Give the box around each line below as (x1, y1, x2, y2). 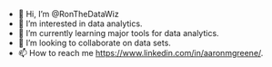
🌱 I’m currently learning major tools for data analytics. (17, 28, 220, 38)
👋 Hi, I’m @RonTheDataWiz (17, 9, 120, 19)
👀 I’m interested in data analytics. (17, 18, 143, 29)
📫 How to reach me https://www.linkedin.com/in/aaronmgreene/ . (17, 48, 264, 58)
